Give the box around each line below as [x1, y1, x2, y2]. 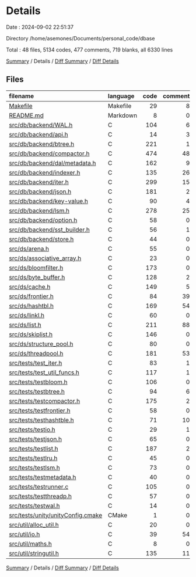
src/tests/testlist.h [9, 444, 58, 452]
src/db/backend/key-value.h [9, 197, 89, 205]
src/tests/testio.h [9, 425, 55, 433]
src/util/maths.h [9, 540, 52, 548]
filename [9, 92, 34, 100]
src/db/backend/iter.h [9, 177, 69, 186]
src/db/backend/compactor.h [9, 149, 90, 158]
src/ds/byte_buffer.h [9, 273, 65, 281]
